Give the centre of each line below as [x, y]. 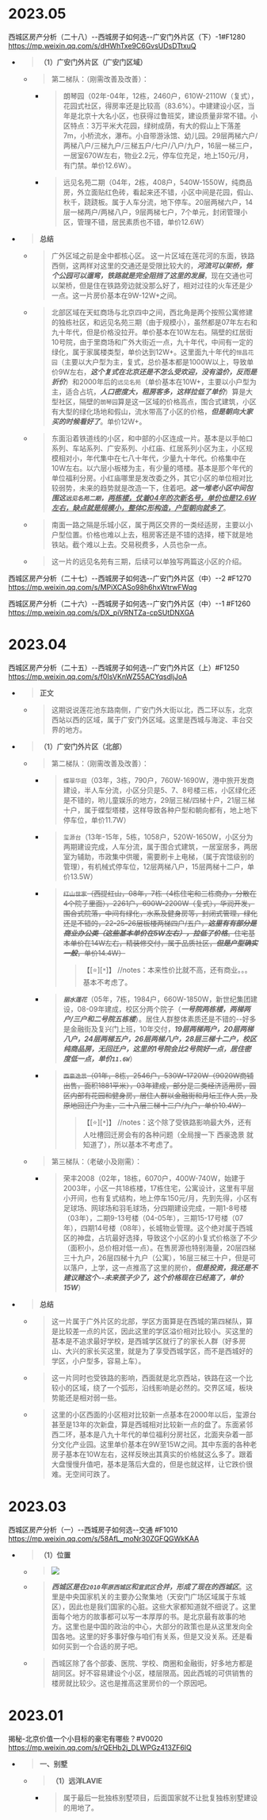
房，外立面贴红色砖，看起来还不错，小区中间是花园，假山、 [160, 192]
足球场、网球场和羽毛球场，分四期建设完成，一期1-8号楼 [155, 1208]
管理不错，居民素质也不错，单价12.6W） [143, 222]
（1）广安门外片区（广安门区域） [93, 62]
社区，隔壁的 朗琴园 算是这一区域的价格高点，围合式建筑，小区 [158, 401]
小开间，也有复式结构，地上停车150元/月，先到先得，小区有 [160, 1198]
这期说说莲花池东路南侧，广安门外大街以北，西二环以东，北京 [152, 709]
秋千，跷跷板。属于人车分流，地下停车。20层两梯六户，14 [158, 202]
